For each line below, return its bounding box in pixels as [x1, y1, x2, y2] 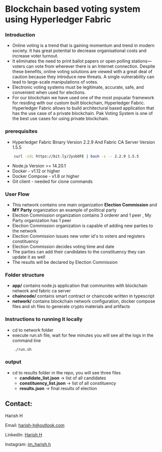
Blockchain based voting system [5, 3, 140, 15]
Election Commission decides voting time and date [12, 243, 115, 249]
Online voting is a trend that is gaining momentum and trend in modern [12, 43, 155, 49]
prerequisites [5, 128, 38, 135]
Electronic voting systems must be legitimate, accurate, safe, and [12, 85, 144, 90]
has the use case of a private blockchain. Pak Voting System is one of [12, 111, 153, 116]
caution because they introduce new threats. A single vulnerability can [12, 74, 155, 80]
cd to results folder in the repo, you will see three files [12, 369, 121, 375]
